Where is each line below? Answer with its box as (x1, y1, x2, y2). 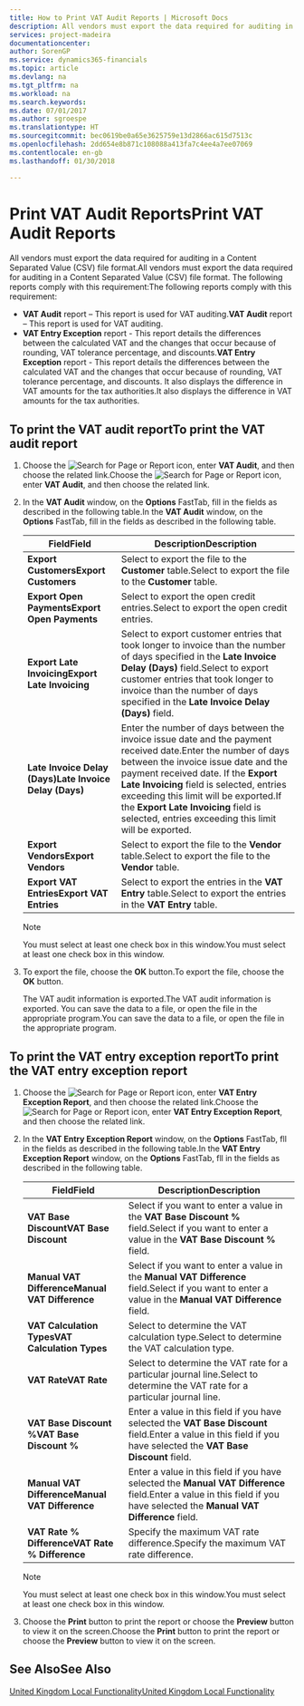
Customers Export (26, 564, 106, 577)
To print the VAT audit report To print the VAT (9, 422, 265, 437)
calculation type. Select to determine (128, 1331, 282, 1343)
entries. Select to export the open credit (120, 602, 288, 615)
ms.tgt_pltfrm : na (9, 81, 79, 90)
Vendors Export (26, 849, 95, 862)
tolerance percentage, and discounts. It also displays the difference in (22, 376, 283, 387)
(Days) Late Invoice (26, 772, 110, 785)
